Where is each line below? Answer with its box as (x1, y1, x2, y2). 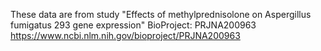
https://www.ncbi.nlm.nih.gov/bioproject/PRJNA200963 (10, 30, 241, 41)
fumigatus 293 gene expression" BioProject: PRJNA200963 (10, 19, 257, 31)
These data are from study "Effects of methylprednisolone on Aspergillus (10, 9, 312, 20)
